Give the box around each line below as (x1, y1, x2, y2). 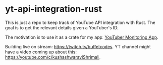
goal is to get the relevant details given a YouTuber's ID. (5, 24, 119, 30)
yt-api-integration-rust (5, 3, 102, 15)
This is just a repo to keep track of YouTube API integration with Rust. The (5, 20, 156, 25)
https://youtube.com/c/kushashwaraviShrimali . (5, 54, 101, 60)
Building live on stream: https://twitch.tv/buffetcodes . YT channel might (5, 43, 151, 49)
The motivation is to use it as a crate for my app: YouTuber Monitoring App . (5, 34, 159, 40)
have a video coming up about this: (5, 49, 77, 55)
